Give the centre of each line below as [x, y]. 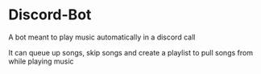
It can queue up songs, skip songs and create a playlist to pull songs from [131, 52]
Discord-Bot [50, 15]
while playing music [41, 61]
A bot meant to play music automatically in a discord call [102, 37]
